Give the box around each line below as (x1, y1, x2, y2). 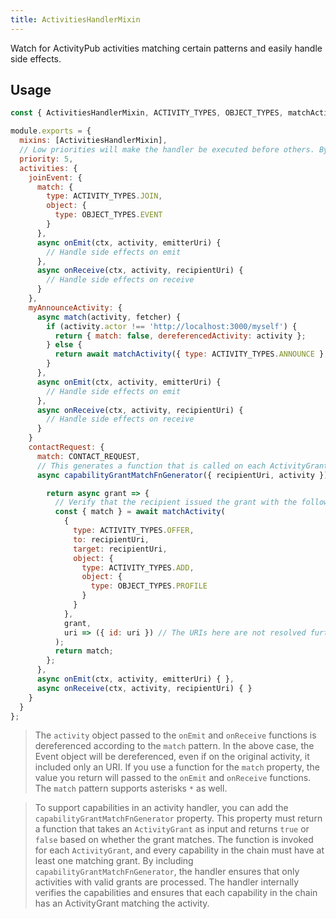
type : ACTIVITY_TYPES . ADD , (81, 562, 195, 573)
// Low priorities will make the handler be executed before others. (19, 145, 315, 155)
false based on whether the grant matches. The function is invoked (34, 834, 314, 846)
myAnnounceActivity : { (28, 302, 123, 313)
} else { (46, 340, 83, 350)
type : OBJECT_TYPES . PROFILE (90, 581, 208, 591)
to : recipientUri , (73, 534, 150, 545)
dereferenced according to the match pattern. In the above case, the (34, 740, 315, 752)
